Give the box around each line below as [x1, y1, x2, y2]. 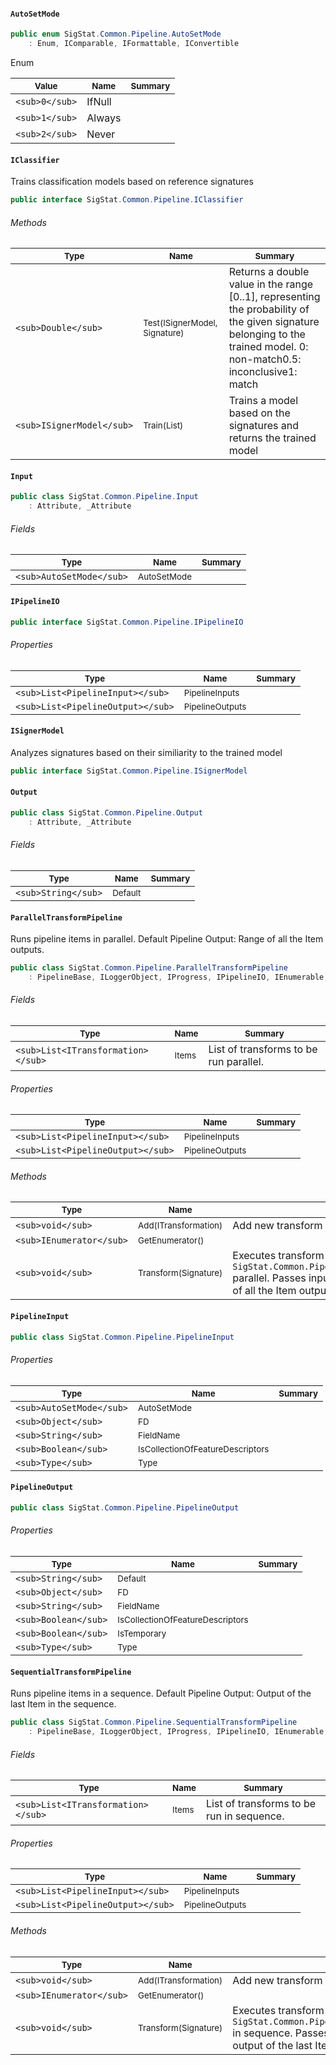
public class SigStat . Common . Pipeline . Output [10, 807, 203, 818]
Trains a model [228, 394, 299, 408]
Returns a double [228, 265, 310, 279]
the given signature [228, 315, 320, 329]
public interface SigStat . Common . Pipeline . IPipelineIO [10, 617, 244, 627]
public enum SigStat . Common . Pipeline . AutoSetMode [10, 29, 222, 40]
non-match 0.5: [228, 352, 302, 366]
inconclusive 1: [228, 365, 298, 379]
